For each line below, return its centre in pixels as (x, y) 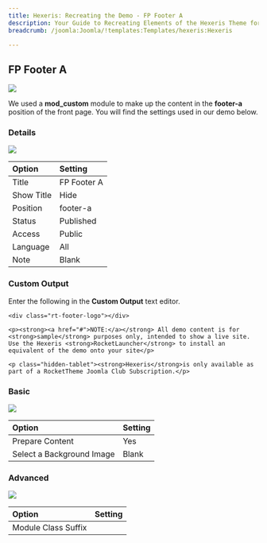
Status (24, 221)
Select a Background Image (64, 454)
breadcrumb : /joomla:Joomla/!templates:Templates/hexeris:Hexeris (120, 30)
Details (22, 133)
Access (26, 234)
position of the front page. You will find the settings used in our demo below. (133, 112)
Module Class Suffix (50, 528)
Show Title (32, 196)
